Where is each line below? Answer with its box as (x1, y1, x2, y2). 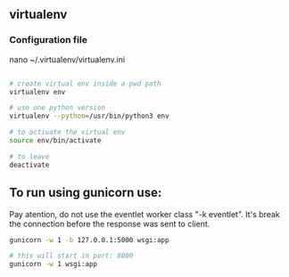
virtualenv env (9, 87, 66, 96)
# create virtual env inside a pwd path (9, 79, 162, 88)
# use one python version (9, 103, 105, 112)
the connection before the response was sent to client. (9, 218, 211, 229)
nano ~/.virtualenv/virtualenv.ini (9, 53, 126, 65)
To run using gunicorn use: (9, 185, 162, 200)
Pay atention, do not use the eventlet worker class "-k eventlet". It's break (9, 208, 281, 219)
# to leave (9, 151, 50, 161)
